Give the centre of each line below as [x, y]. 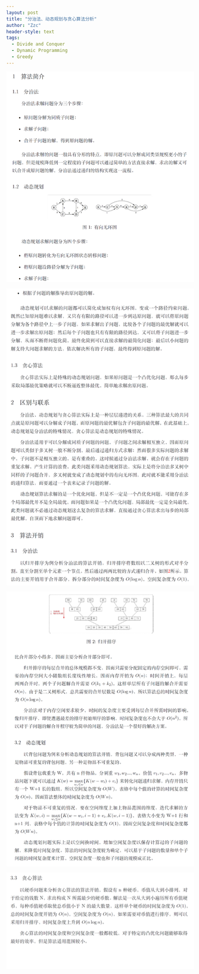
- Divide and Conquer [38, 44]
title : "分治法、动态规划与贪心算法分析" [52, 19]
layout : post [22, 13]
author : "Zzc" [24, 25]
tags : [13, 38]
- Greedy [22, 57]
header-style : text [30, 32]
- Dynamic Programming [40, 51]
